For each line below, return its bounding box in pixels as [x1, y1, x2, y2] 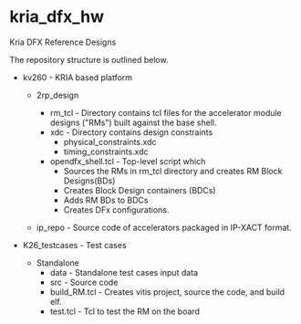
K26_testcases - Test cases [22, 239, 127, 250]
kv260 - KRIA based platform [22, 71, 133, 83]
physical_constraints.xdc [63, 136, 157, 147]
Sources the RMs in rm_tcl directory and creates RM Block [63, 165, 283, 176]
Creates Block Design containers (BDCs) [63, 184, 216, 195]
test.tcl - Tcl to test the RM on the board [49, 306, 201, 317]
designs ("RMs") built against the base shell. [49, 117, 217, 128]
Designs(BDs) [63, 175, 116, 186]
